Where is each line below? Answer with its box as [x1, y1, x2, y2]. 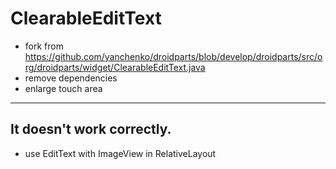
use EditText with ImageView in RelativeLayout [24, 147, 217, 159]
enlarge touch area [24, 82, 103, 94]
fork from [24, 40, 64, 52]
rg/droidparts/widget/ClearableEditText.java [24, 61, 206, 73]
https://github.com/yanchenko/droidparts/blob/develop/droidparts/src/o [24, 50, 323, 62]
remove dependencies [24, 72, 118, 84]
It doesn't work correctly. [10, 121, 172, 138]
